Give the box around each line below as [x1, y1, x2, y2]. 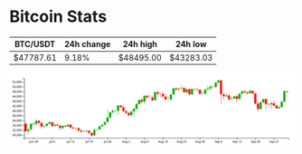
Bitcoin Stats [9, 6, 108, 27]
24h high [122, 39, 158, 50]
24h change [64, 39, 111, 50]
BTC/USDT [14, 39, 56, 50]
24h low [175, 39, 207, 50]
